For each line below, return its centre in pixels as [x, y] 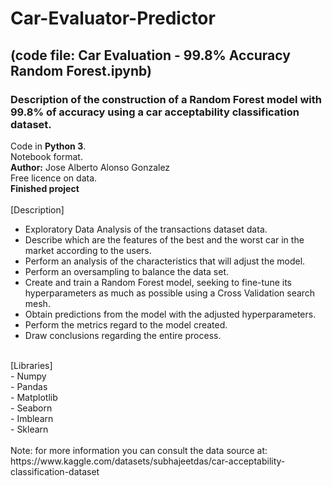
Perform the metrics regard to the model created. [126, 324]
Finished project [45, 188]
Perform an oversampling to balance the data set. [127, 271]
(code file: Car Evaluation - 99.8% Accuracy [150, 55]
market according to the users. [88, 250]
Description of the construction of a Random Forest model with [166, 99]
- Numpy [28, 376]
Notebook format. [46, 156]
